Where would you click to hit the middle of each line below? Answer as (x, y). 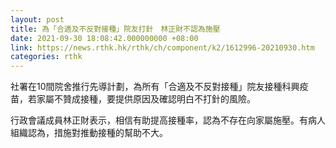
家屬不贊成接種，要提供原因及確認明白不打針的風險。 (146, 99)
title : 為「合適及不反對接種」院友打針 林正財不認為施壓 (115, 29)
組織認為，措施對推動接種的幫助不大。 (89, 133)
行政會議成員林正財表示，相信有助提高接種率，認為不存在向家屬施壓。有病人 (168, 120)
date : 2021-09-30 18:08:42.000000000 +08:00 (104, 38)
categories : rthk (46, 57)
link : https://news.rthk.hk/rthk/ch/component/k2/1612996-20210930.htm (162, 47)
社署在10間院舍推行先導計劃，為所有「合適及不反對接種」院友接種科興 (155, 87)
